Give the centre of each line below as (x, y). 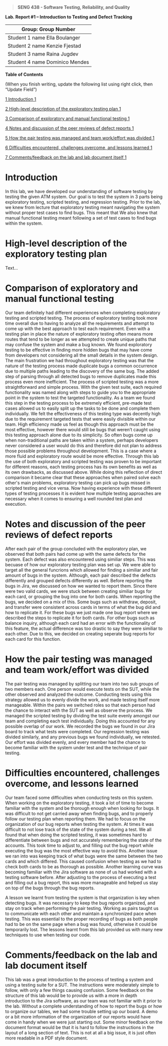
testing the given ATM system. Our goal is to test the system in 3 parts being (84, 197)
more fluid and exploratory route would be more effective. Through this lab (82, 456)
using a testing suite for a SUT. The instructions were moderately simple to (82, 984)
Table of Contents (24, 74)
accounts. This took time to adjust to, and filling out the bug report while (79, 845)
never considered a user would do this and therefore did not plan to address (83, 445)
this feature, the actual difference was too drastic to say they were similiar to (84, 628)
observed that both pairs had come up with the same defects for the (75, 554)
